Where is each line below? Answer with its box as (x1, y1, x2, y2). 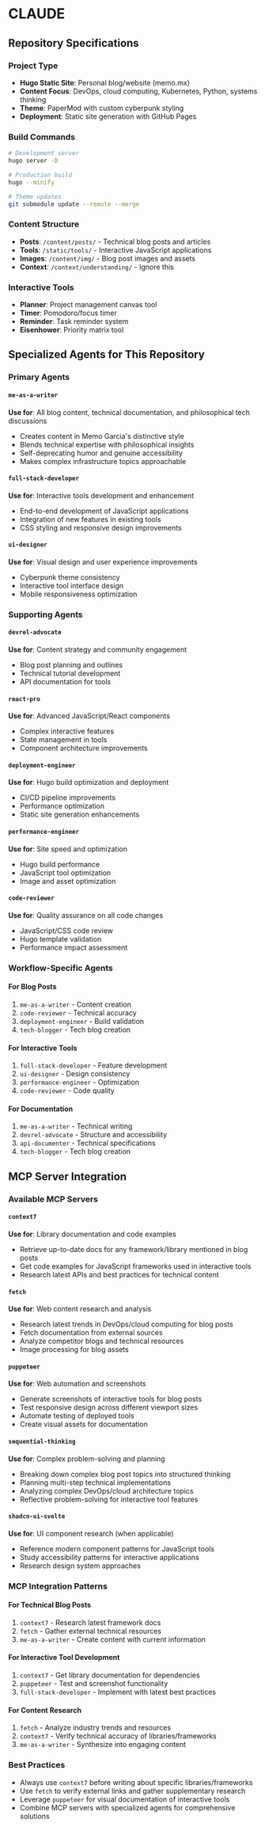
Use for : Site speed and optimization (8, 844, 128, 854)
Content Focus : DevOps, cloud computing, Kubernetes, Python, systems (19, 86, 258, 96)
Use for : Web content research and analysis (8, 1304, 152, 1314)
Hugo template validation (19, 934, 102, 943)
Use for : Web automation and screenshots (8, 1379, 146, 1388)
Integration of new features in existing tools (19, 514, 161, 523)
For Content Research (8, 1705, 81, 1715)
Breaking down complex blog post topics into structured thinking (19, 1469, 231, 1479)
